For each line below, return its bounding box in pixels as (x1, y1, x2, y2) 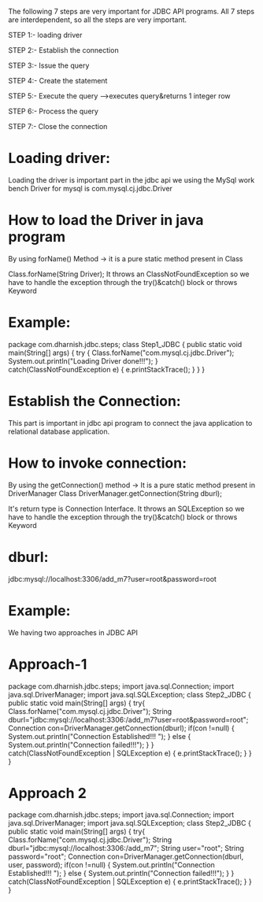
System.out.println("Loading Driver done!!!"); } (8, 356, 159, 365)
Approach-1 (8, 655, 87, 673)
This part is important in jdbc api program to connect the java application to (8, 418, 253, 427)
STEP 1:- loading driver (8, 31, 83, 39)
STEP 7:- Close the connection (8, 122, 108, 131)
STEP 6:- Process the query (8, 106, 98, 116)
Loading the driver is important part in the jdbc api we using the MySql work (8, 175, 255, 184)
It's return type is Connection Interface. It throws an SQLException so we (8, 504, 246, 513)
